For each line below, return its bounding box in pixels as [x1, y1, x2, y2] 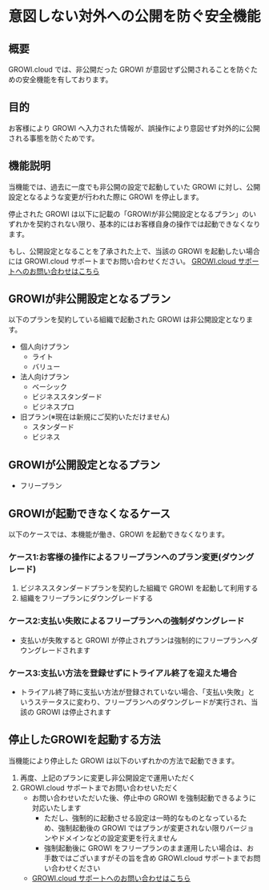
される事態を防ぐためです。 [8, 133, 99, 143]
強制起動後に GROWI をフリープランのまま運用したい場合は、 [43, 843, 247, 852]
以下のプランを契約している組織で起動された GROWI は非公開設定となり [8, 315, 247, 325]
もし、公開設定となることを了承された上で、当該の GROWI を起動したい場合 [8, 246, 260, 255]
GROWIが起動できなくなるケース [8, 507, 171, 521]
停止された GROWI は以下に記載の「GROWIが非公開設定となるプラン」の [8, 209, 250, 218]
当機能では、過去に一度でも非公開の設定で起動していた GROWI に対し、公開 [8, 182, 261, 191]
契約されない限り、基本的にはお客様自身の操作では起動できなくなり [35, 218, 261, 229]
